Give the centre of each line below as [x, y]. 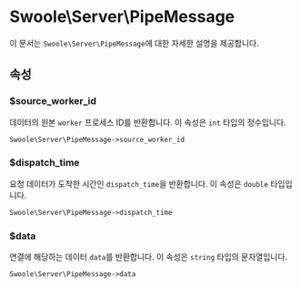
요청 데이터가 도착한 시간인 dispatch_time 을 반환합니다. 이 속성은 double [139, 183]
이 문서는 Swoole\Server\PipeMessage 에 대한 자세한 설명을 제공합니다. [134, 43]
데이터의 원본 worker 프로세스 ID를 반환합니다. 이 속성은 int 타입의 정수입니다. [148, 122]
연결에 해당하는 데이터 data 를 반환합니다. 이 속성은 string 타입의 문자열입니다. [149, 256]
